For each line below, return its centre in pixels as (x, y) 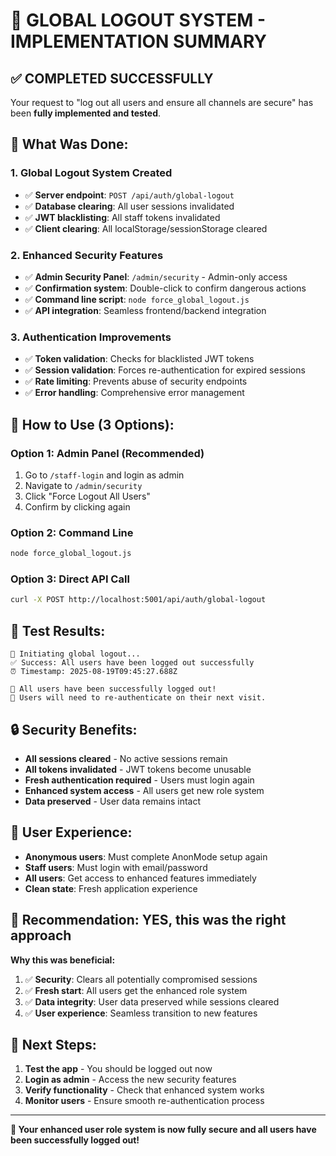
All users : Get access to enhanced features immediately (140, 878)
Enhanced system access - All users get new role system (144, 790)
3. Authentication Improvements (91, 337)
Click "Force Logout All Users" (87, 496)
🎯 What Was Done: (69, 144)
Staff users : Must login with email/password (116, 867)
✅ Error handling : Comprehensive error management (134, 393)
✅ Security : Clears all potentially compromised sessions (141, 979)
